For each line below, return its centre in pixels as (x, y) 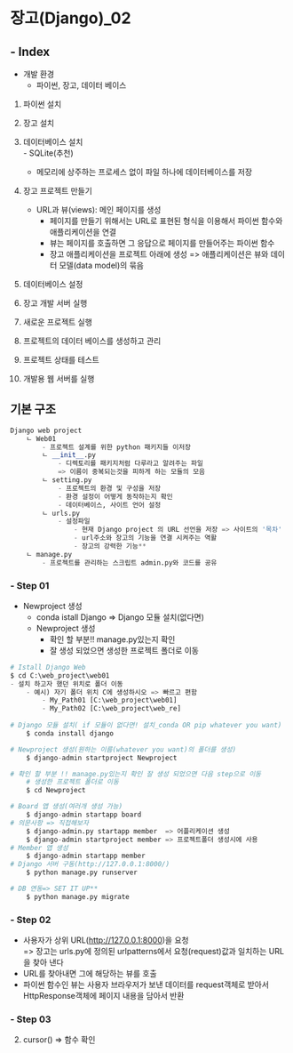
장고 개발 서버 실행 (55, 303)
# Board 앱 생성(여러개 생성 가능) (67, 807)
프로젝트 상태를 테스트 (61, 360)
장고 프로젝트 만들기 (57, 191)
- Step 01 (30, 585)
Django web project (46, 430)
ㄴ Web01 (41, 438)
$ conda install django (70, 733)
